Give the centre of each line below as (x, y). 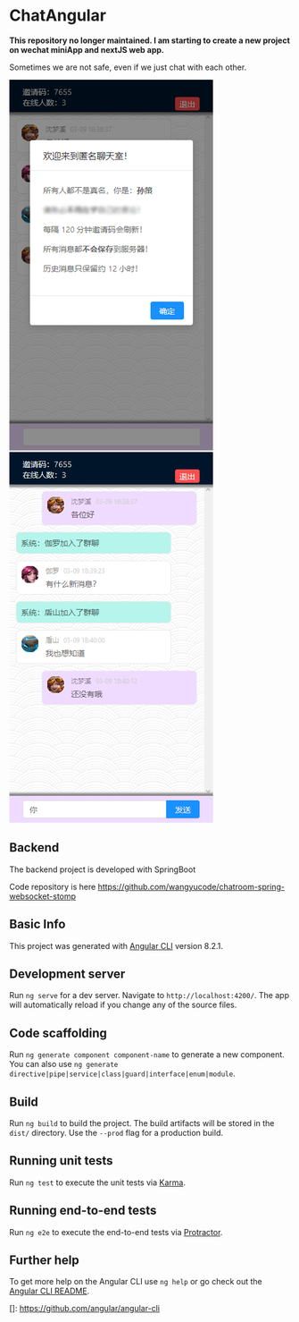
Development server (67, 974)
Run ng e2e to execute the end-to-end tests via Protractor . (116, 1232)
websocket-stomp (43, 896)
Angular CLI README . (50, 1291)
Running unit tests (61, 1161)
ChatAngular (58, 16)
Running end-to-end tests (83, 1211)
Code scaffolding (58, 1033)
